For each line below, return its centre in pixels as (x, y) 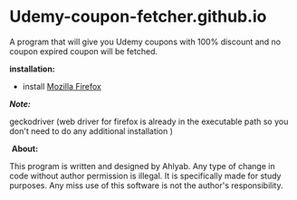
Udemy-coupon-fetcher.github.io (138, 17)
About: (25, 148)
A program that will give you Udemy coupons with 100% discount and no (145, 42)
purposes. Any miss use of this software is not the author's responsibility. (146, 185)
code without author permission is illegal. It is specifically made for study (145, 176)
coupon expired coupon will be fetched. (84, 51)
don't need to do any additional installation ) (91, 131)
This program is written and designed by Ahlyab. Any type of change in (142, 166)
